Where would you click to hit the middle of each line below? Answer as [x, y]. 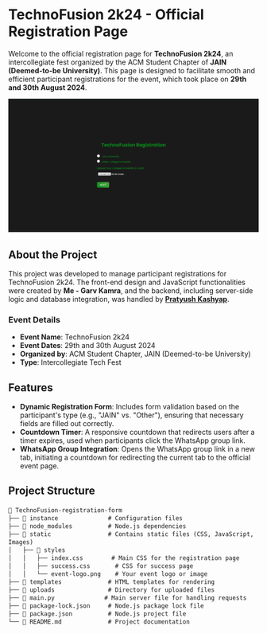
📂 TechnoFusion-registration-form [66, 510]
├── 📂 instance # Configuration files [95, 518]
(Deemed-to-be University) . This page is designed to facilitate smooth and [132, 70]
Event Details [35, 319]
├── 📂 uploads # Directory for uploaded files [112, 590]
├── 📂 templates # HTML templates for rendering [112, 582]
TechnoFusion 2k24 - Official [106, 15]
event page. [39, 466]
